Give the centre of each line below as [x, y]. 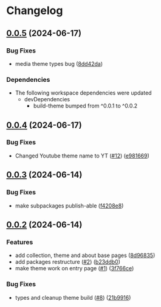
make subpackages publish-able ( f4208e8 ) [69, 206]
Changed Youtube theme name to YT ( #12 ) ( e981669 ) [82, 156]
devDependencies [47, 99]
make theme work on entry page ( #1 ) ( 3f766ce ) [74, 269]
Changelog [35, 11]
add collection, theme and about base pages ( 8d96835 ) [85, 255]
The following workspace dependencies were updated [83, 93]
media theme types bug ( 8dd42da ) [59, 63]
